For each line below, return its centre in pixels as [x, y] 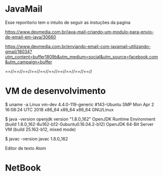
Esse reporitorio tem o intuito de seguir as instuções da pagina [68, 22]
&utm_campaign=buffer [29, 62]
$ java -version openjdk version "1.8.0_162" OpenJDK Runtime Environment [80, 119]
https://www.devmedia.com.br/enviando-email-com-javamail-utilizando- [78, 46]
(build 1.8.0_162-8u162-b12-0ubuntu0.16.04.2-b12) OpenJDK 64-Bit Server [79, 124]
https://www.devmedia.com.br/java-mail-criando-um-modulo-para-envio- [80, 32]
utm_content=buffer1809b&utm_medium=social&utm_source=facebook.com [81, 56]
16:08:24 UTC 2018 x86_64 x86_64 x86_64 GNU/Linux [59, 109]
